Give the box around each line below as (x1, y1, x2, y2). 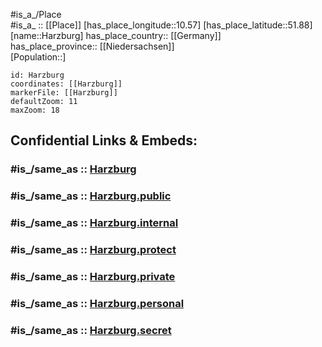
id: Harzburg (10, 70, 65, 80)
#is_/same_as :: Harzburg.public (10, 189, 172, 203)
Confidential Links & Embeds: (10, 132, 198, 149)
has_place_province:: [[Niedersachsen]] (10, 40, 175, 52)
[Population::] (10, 51, 67, 63)
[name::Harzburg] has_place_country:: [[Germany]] (10, 30, 222, 41)
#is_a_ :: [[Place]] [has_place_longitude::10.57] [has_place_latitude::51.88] (10, 19, 313, 31)
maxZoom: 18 (10, 105, 60, 115)
